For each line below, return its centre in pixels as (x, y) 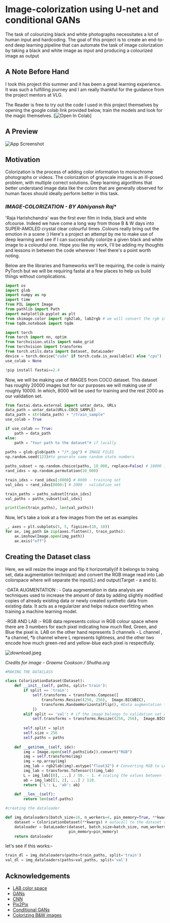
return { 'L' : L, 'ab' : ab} (52, 785)
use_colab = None (24, 361)
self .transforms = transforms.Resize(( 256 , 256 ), (86, 719)
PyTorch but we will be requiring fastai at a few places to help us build (78, 271)
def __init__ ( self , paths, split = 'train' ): (61, 686)
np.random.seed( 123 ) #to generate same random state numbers (70, 457)
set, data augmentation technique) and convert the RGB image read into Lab (85, 574)
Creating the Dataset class (48, 557)
